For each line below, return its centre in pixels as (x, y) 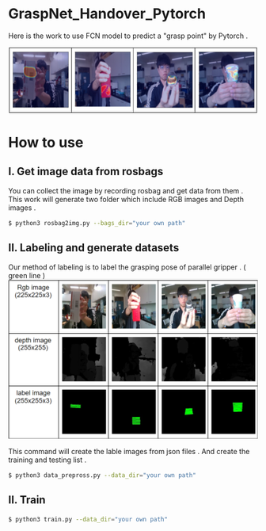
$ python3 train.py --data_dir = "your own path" (88, 519)
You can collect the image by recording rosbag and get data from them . (126, 190)
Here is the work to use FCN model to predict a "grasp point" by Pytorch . (128, 36)
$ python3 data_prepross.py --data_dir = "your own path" (102, 475)
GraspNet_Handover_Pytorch (107, 14)
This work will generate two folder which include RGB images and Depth (126, 199)
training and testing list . (47, 460)
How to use (46, 143)
